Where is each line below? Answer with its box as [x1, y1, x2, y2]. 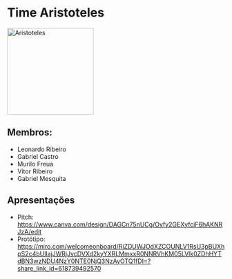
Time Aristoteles [7, 5, 105, 21]
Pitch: [17, 213, 34, 221]
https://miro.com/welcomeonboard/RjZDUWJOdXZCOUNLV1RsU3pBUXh [17, 242, 225, 250]
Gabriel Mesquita [17, 174, 66, 182]
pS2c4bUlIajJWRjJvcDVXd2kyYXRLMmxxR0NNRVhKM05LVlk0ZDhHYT [17, 249, 222, 258]
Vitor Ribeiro [17, 167, 53, 175]
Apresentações [7, 195, 75, 206]
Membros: [7, 126, 53, 139]
